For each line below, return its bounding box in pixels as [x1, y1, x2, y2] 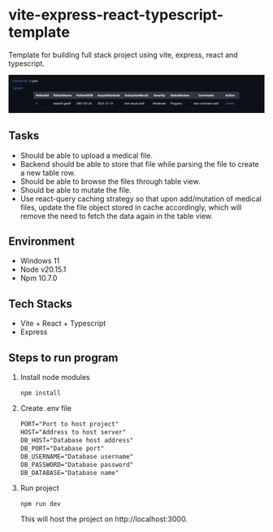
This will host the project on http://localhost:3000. [19, 514, 188, 524]
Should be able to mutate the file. [19, 185, 132, 194]
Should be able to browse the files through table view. [19, 177, 201, 186]
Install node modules [19, 373, 91, 382]
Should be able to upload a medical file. [19, 150, 153, 160]
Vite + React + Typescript [19, 319, 106, 329]
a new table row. [19, 168, 76, 177]
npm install [19, 389, 61, 397]
